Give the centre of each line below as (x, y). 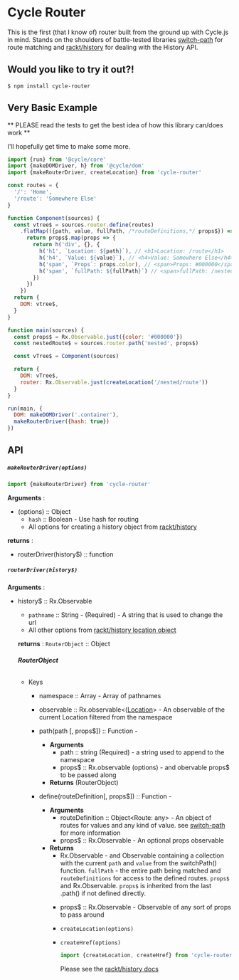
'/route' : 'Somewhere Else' (55, 199)
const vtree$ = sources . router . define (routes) (84, 225)
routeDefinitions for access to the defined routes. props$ (145, 878)
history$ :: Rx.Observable (55, 601)
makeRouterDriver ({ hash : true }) (62, 422)
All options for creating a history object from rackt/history (112, 527)
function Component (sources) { (54, 218)
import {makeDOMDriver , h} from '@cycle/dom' (76, 166)
